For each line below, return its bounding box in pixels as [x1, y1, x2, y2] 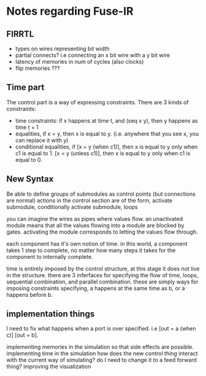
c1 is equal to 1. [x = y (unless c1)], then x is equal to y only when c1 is [15, 149, 191, 157]
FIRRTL [6, 29, 34, 39]
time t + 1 [15, 123, 39, 131]
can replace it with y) [15, 136, 69, 144]
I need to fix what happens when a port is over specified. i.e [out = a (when [6, 325, 196, 332]
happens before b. [6, 291, 53, 298]
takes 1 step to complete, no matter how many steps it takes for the [6, 247, 176, 254]
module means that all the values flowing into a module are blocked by [6, 221, 185, 229]
